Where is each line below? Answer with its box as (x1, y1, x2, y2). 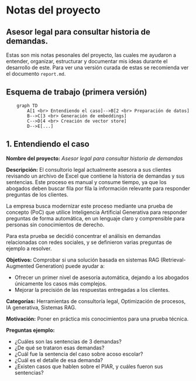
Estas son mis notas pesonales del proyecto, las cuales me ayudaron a (6, 52, 177, 59)
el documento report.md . (6, 70, 66, 77)
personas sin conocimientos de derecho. (6, 221, 105, 228)
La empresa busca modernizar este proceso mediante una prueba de (6, 202, 173, 209)
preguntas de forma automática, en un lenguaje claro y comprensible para (6, 215, 185, 222)
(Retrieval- (160, 256, 186, 263)
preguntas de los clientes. (6, 191, 68, 198)
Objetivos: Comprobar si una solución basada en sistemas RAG (6, 256, 160, 263)
